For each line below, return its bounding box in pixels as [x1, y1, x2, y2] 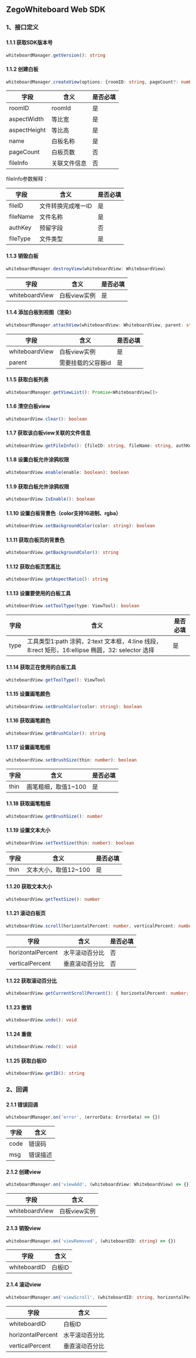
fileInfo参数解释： [6, 175, 48, 182]
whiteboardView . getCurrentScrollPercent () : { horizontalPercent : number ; [6, 991, 190, 997]
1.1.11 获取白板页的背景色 [6, 536, 65, 543]
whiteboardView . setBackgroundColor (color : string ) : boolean [6, 523, 156, 529]
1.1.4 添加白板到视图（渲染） [6, 309, 75, 316]
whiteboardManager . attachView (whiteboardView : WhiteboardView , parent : [6, 322, 184, 328]
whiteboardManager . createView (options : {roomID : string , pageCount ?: [6, 79, 179, 85]
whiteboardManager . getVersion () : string [6, 52, 106, 58]
